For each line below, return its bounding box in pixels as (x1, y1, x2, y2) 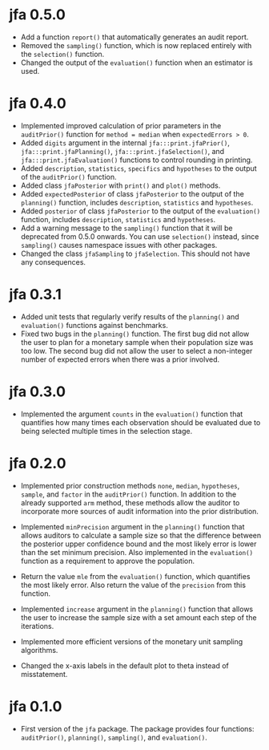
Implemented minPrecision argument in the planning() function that (20, 521, 245, 531)
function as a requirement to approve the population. (20, 556, 195, 566)
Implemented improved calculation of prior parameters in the (20, 120, 222, 130)
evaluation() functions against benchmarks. (20, 320, 169, 330)
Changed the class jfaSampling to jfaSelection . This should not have (20, 249, 251, 258)
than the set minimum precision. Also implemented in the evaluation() (20, 547, 254, 557)
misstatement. (20, 669, 68, 679)
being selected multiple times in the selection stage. (20, 426, 193, 436)
